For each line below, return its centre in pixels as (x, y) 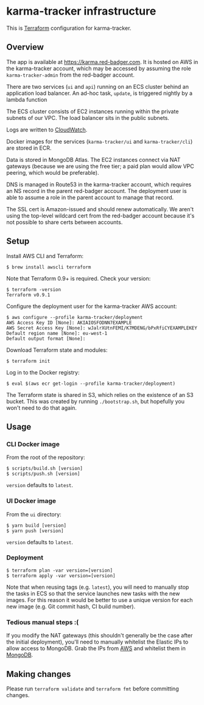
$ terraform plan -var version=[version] (60, 570)
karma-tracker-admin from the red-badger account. (71, 75)
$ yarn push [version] (35, 531)
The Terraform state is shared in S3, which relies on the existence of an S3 (100, 395)
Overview (25, 47)
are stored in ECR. (29, 148)
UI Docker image (31, 501)
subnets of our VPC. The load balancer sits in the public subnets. (88, 118)
